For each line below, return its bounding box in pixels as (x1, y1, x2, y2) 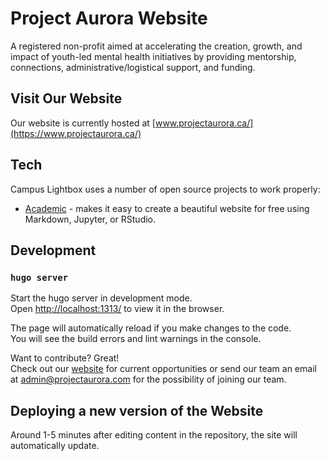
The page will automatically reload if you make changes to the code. (10, 322, 292, 334)
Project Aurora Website (10, 7, 208, 30)
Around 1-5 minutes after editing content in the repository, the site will (10, 429, 298, 441)
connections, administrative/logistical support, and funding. (10, 61, 256, 73)
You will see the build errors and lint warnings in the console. (10, 333, 262, 345)
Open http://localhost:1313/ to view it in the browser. (10, 303, 225, 315)
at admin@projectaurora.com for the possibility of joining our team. (10, 373, 287, 386)
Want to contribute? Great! (10, 352, 120, 364)
